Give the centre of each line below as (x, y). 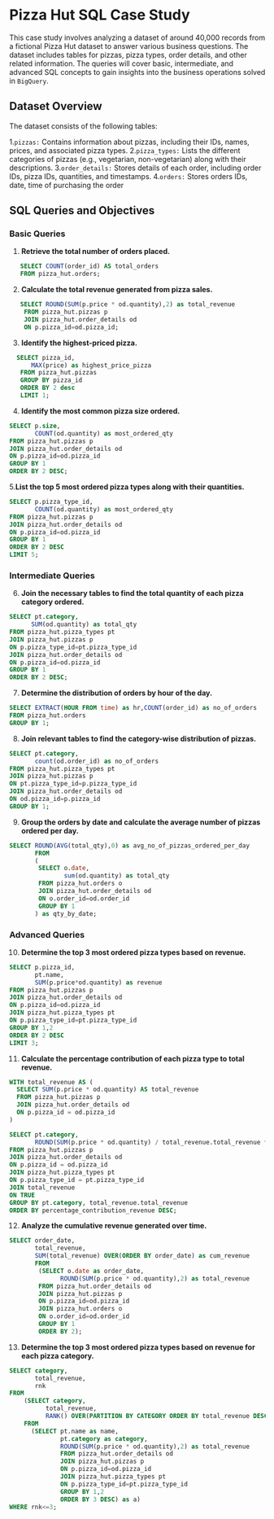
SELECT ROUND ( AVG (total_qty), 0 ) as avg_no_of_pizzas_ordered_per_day (130, 845)
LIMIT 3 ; (24, 1043)
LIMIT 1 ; (35, 396)
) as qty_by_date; (65, 913)
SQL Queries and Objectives (82, 210)
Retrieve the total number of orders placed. (95, 252)
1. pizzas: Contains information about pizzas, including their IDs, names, (130, 142)
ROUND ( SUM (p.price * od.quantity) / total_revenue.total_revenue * (151, 1142)
